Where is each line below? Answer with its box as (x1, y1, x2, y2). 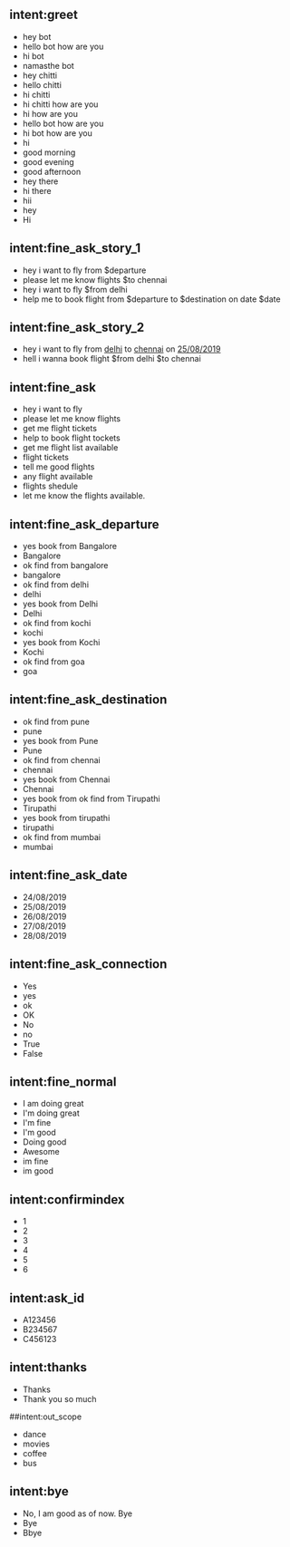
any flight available (22, 471, 93, 482)
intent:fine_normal (9, 1074, 117, 1089)
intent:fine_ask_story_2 (9, 320, 145, 335)
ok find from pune (22, 716, 91, 727)
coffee (22, 1447, 47, 1458)
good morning (22, 147, 76, 158)
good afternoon (22, 166, 82, 177)
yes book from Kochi (22, 637, 101, 648)
